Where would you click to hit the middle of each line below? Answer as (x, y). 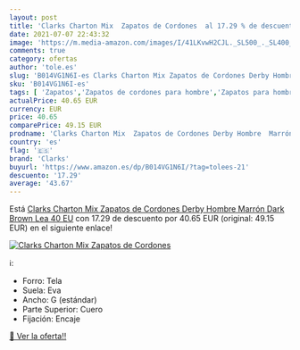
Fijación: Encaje (51, 319)
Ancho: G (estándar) (59, 300)
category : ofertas (43, 59)
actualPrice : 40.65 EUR (54, 100)
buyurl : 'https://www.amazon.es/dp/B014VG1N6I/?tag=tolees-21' (129, 167)
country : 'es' (36, 142)
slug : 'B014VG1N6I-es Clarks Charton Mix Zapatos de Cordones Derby (139, 76)
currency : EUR (36, 109)
